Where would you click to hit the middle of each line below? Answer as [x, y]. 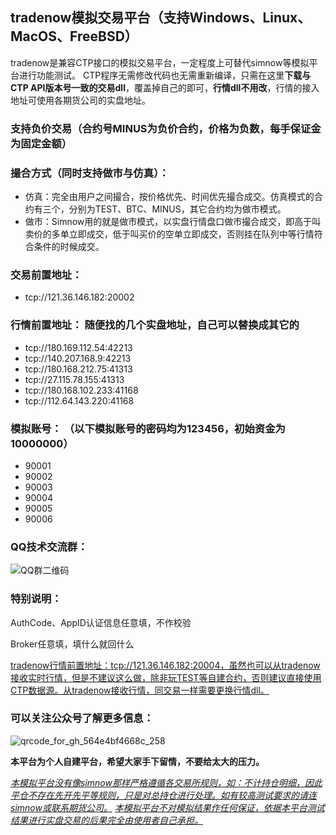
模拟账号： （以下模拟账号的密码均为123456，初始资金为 [148, 428]
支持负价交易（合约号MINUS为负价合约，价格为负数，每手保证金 [166, 128]
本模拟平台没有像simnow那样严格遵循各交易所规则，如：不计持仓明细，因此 [166, 782]
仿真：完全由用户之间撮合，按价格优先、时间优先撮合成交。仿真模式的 [169, 197]
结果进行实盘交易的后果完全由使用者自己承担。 [106, 820]
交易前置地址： [46, 275]
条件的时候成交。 [69, 247]
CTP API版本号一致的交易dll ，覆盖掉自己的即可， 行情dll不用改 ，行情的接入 [165, 87]
